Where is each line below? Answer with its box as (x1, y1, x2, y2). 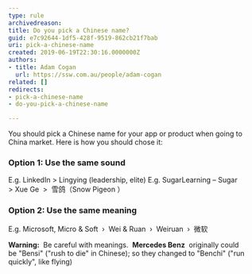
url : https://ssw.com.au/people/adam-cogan (15, 71, 161, 79)
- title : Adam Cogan (8, 64, 77, 71)
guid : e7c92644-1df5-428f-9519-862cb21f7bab (8, 33, 158, 42)
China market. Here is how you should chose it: (8, 137, 163, 147)
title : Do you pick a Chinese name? (8, 26, 130, 34)
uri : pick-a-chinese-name (8, 41, 94, 49)
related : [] (8, 78, 48, 86)
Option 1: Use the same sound (8, 157, 126, 168)
